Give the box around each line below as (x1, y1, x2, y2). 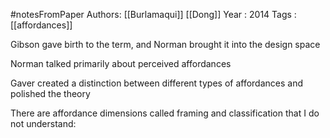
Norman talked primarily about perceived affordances (10, 58, 232, 69)
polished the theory (10, 88, 91, 99)
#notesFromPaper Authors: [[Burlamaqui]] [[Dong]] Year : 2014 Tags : (10, 9, 297, 20)
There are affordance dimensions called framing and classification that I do (10, 107, 320, 119)
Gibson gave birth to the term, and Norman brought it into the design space (10, 39, 321, 50)
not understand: (10, 118, 77, 129)
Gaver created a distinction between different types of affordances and (10, 77, 304, 89)
